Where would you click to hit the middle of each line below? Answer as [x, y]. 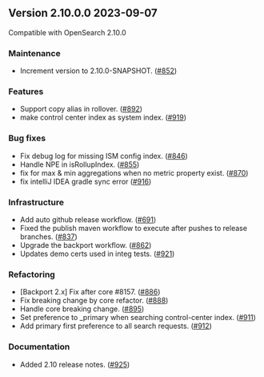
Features [26, 91]
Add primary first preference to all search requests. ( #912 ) [116, 326]
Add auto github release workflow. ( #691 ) [88, 219]
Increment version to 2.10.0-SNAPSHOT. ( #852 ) [98, 71]
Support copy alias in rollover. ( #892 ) [81, 109]
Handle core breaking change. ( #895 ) [82, 309]
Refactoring [32, 274]
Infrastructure [36, 202]
